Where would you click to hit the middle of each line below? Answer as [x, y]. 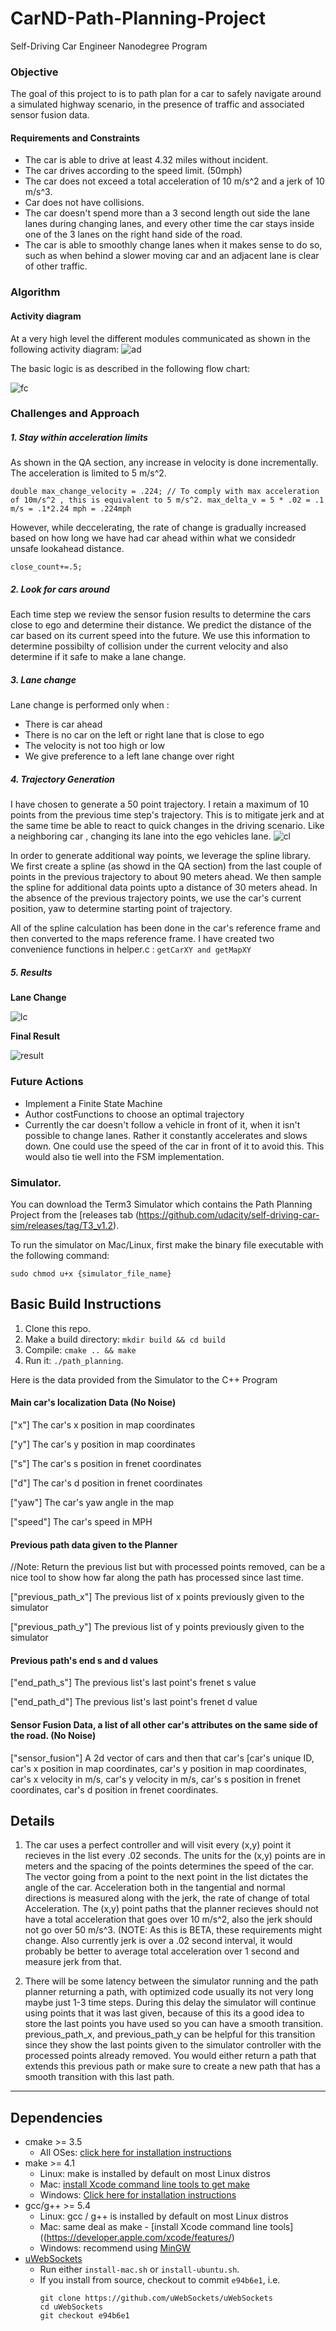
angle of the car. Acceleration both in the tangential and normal [155, 1888]
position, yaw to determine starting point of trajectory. [121, 909]
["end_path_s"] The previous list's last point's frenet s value [133, 1683]
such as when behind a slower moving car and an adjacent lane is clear [172, 256]
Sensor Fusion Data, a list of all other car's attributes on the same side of [164, 1724]
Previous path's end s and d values [84, 1660]
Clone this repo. [57, 1328]
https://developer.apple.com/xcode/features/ [139, 2238]
